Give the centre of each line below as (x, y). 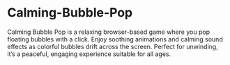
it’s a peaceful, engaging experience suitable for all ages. (89, 54)
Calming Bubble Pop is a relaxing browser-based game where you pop (109, 32)
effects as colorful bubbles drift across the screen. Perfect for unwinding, (113, 46)
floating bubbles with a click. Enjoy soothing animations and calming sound (115, 39)
